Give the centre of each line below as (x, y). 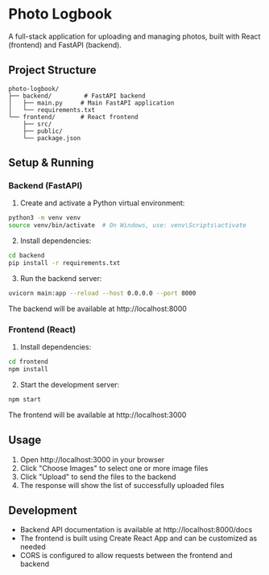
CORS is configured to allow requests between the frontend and (126, 556)
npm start (25, 399)
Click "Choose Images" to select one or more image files (114, 468)
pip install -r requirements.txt (64, 263)
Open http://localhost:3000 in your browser (92, 459)
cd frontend (28, 362)
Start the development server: (70, 384)
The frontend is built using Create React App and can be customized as (139, 538)
